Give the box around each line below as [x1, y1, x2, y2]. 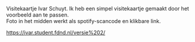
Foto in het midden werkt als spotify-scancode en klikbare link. [6, 18, 162, 24]
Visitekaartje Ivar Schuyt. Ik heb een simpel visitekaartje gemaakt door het [6, 5, 190, 12]
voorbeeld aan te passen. [6, 11, 69, 18]
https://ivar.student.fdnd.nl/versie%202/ [6, 29, 106, 36]
